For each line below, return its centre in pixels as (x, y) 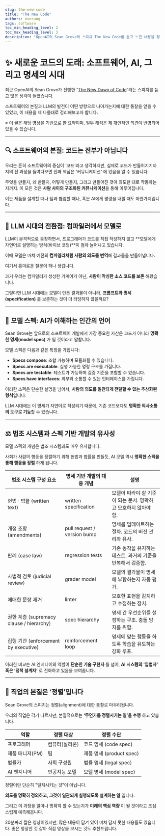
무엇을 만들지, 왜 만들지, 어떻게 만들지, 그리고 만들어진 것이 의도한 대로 (72, 182)
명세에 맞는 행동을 (131, 637)
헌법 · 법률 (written (28, 501)
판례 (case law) (25, 556)
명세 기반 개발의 (83, 476)
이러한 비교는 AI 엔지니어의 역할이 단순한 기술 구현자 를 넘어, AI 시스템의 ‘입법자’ (82, 664)
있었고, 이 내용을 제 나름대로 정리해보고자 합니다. (52, 112)
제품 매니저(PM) (25, 753)
